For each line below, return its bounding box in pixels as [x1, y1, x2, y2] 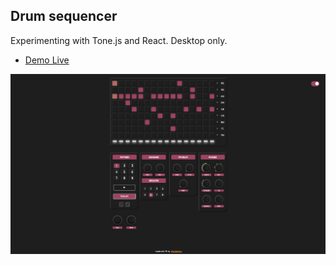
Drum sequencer [10, 8, 118, 25]
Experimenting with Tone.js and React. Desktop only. [10, 34, 228, 46]
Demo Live [24, 54, 70, 66]
